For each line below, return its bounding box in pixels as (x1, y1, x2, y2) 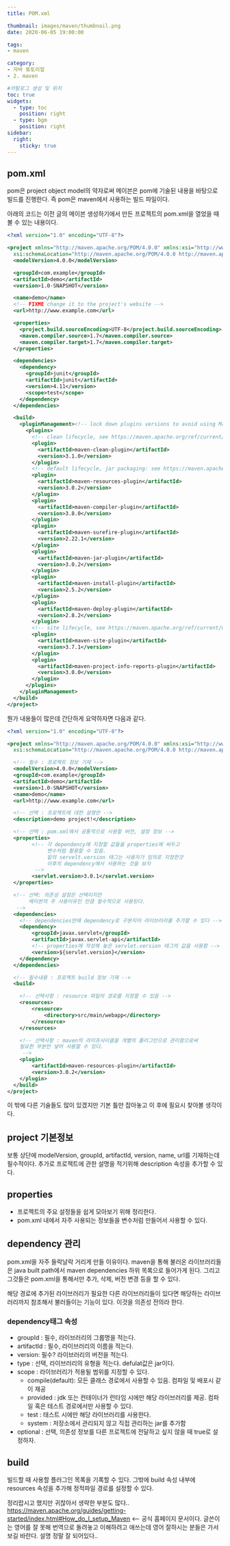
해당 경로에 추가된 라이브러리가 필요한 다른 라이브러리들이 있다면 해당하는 (7, 1289, 203, 1297)
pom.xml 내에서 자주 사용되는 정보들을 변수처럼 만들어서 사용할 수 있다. (16, 1217, 207, 1225)
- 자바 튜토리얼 (7, 66, 45, 73)
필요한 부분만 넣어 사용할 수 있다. (19, 1043, 104, 1050)
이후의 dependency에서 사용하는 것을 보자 (47, 860, 151, 867)
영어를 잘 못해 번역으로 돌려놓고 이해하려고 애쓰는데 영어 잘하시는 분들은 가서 (14, 1523, 219, 1531)
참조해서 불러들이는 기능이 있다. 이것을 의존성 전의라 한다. (30, 1297, 185, 1306)
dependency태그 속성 (7, 1317, 77, 1326)
